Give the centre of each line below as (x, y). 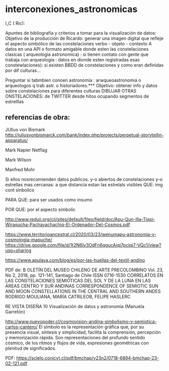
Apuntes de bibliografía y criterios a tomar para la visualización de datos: (81, 33)
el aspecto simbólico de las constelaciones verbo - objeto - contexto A (78, 43)
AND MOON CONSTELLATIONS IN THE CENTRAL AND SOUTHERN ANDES (83, 291)
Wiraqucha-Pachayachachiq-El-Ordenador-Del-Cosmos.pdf (68, 225)
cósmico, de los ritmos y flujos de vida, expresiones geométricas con (77, 343)
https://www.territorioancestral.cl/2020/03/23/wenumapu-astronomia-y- (81, 234)
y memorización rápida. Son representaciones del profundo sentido (75, 337)
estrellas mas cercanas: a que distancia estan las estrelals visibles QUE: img (84, 184)
